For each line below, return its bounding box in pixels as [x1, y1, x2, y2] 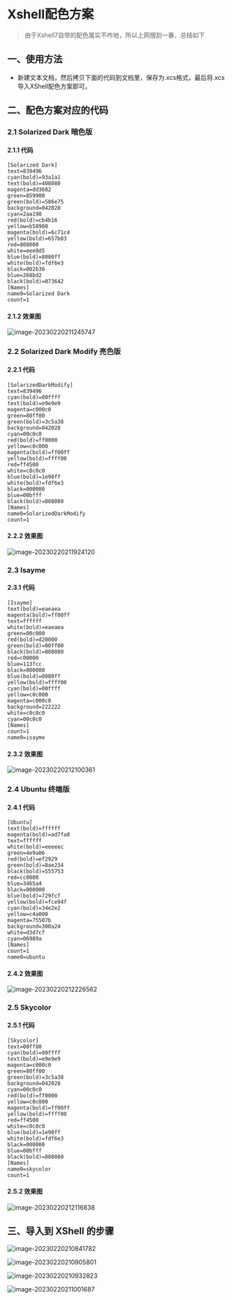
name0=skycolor [7, 1166, 52, 1173]
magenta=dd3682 [7, 186, 52, 193]
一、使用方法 [7, 53, 63, 65]
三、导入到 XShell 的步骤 [7, 1225, 114, 1237]
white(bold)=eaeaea [7, 623, 64, 630]
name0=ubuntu [7, 954, 45, 961]
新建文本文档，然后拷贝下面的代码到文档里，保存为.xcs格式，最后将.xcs [17, 73, 225, 81]
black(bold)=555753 [7, 868, 64, 875]
